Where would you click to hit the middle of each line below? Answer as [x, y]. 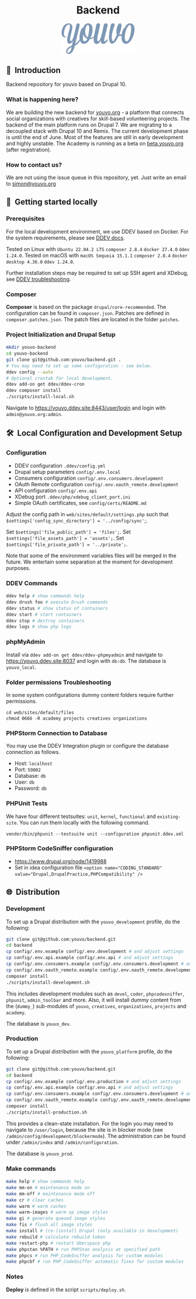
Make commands [31, 1169]
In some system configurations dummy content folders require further [90, 695]
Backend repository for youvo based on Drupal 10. [66, 84]
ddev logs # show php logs [39, 627]
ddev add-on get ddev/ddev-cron [45, 384]
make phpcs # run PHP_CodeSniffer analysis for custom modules [85, 1256]
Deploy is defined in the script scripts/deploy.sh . [66, 1289]
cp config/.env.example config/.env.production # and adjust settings [94, 1081]
